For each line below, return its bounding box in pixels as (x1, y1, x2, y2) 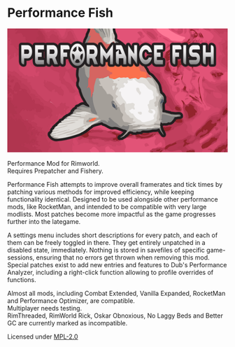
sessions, (7, 253, 35, 262)
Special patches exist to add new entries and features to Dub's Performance (7, 261, 227, 269)
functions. (7, 276, 36, 284)
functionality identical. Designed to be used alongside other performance (7, 195, 218, 204)
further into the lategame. (7, 218, 81, 226)
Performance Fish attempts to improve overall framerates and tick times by (7, 180, 223, 189)
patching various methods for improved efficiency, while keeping (7, 187, 194, 197)
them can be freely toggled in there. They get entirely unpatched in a (7, 239, 206, 247)
